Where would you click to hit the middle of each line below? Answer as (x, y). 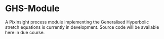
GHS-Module (32, 9)
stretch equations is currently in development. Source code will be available (82, 27)
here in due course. (25, 32)
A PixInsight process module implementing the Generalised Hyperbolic (77, 22)
